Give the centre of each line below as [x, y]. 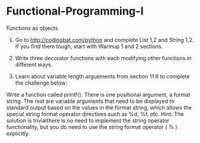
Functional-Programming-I [75, 11]
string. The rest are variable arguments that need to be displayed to [90, 101]
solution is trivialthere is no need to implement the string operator [88, 120]
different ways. [34, 65]
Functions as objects [32, 28]
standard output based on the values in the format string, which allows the [99, 107]
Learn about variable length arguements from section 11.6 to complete [102, 76]
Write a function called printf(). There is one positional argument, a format [98, 94]
